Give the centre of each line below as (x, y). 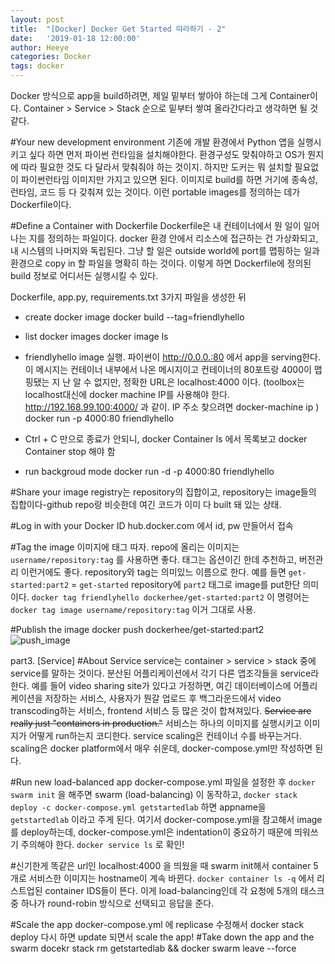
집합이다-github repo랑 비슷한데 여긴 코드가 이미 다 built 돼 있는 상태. (146, 504)
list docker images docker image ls (96, 336)
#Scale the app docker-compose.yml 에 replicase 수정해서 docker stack (157, 924)
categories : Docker (51, 57)
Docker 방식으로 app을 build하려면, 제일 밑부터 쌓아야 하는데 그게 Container (160, 95)
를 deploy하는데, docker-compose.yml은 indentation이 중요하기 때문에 (151, 832)
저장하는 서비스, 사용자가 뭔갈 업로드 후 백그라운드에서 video (163, 698)
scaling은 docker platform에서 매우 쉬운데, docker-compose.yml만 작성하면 (161, 748)
